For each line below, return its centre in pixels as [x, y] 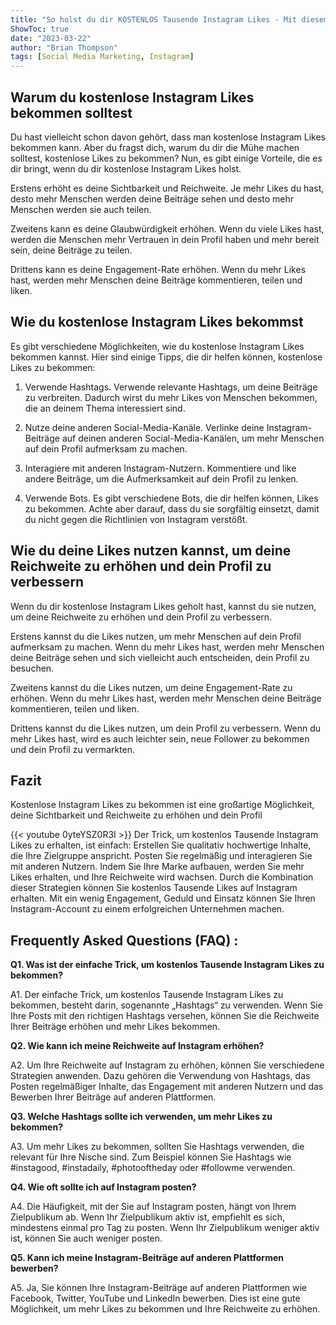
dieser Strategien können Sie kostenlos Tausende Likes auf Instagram [154, 888]
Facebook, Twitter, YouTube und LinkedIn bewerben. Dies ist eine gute [155, 1298]
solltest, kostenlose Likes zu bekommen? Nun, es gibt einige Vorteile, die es [166, 158]
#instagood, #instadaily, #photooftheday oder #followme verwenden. [153, 1168]
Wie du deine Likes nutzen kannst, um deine [151, 551]
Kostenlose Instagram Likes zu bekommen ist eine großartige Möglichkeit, [162, 805]
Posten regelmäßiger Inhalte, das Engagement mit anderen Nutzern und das [167, 1087]
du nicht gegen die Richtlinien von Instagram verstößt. [136, 519]
